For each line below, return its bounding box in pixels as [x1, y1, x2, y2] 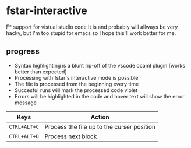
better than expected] [14, 68, 67, 75]
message [14, 99, 37, 106]
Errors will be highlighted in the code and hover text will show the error [14, 93, 185, 100]
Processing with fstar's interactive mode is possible [14, 74, 139, 81]
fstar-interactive [6, 4, 87, 17]
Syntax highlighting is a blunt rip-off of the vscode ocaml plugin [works [14, 62, 185, 69]
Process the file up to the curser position [44, 122, 156, 131]
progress [6, 47, 40, 57]
